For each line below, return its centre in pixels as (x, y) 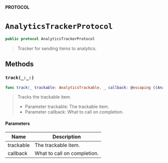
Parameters (17, 123)
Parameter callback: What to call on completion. (74, 112)
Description (66, 136)
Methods (19, 64)
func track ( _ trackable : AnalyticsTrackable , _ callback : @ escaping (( (81, 87)
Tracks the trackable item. (44, 97)
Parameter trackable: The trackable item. (67, 106)
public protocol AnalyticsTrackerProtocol (50, 39)
